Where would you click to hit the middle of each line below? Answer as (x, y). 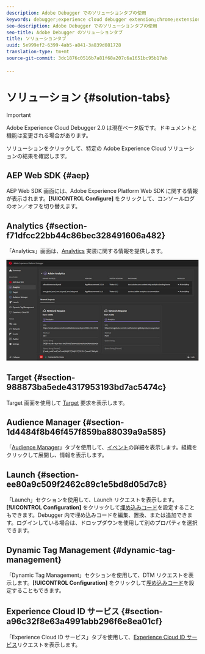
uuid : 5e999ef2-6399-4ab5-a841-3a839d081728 (64, 45)
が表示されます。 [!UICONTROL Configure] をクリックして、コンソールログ (101, 198)
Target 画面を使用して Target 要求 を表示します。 (67, 403)
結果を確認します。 (46, 156)
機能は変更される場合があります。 (49, 135)
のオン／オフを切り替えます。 (44, 206)
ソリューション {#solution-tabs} (88, 97)
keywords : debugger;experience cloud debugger (67, 19)
